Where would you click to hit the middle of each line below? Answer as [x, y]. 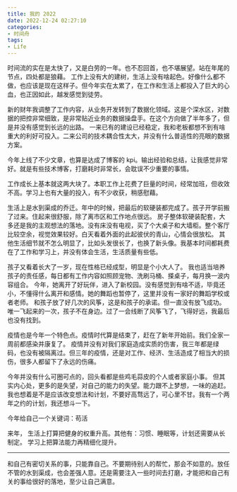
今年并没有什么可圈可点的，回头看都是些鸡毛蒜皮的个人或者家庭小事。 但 [113, 377]
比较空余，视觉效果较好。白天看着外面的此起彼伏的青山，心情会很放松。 [112, 234]
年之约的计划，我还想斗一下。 [50, 403]
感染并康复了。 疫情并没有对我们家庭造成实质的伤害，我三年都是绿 [122, 344]
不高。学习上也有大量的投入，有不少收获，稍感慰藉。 [85, 193]
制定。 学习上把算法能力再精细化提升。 [64, 442]
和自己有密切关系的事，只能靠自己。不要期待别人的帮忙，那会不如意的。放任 [119, 464]
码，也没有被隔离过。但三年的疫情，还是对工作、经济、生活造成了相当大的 [115, 353]
